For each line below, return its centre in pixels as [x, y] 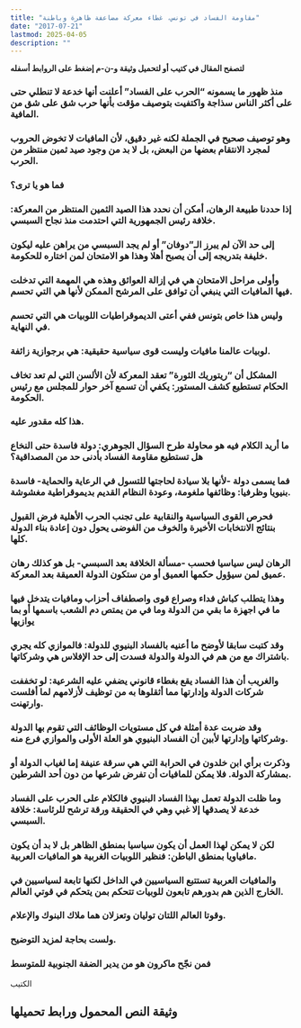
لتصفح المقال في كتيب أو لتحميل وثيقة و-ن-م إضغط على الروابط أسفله [128, 68]
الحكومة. [27, 397]
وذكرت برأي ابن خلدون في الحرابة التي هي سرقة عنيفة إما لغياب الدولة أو [150, 762]
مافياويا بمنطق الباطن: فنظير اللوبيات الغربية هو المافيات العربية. [133, 856]
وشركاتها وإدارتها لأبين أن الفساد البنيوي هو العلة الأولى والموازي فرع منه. [149, 738]
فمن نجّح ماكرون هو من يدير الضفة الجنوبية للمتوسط [111, 964]
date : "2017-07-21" [47, 26]
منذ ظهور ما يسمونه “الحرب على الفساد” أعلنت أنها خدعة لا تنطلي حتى [146, 92]
